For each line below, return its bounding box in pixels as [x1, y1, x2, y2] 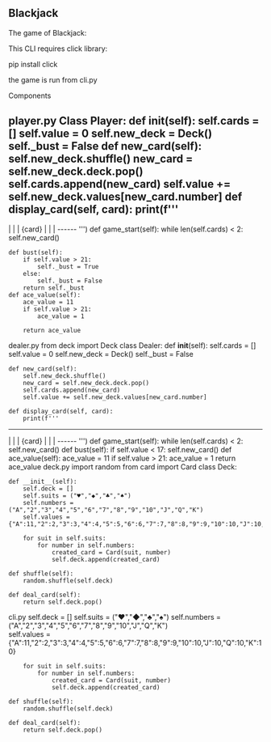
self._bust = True [37, 262, 99, 270]
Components [8, 91, 52, 100]
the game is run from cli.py [8, 74, 98, 84]
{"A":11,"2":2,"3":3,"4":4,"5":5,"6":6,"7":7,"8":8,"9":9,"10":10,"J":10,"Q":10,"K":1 [8, 638, 262, 647]
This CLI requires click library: [8, 44, 108, 53]
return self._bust [23, 283, 85, 292]
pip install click [8, 59, 58, 69]
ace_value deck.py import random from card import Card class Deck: [8, 461, 238, 472]
